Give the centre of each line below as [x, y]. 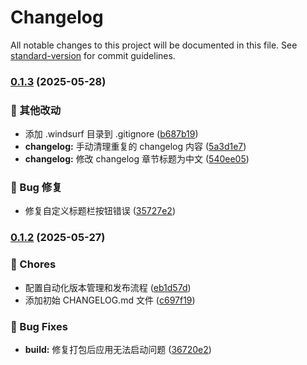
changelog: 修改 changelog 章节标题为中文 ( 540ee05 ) [137, 159]
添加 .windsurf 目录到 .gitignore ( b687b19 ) [111, 134]
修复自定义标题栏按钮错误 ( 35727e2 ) [100, 211]
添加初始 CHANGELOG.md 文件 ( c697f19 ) [110, 300]
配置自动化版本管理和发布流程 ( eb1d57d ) [108, 287]
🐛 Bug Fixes [39, 326]
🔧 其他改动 [36, 110]
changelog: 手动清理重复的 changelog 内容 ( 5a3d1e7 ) [135, 147]
